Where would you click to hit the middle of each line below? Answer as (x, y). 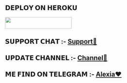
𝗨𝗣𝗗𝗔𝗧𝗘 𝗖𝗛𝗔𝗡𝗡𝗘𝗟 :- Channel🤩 (56, 58)
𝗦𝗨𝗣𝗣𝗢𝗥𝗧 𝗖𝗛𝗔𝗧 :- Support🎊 (51, 41)
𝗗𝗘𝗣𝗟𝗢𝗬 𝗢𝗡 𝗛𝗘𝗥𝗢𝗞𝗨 (41, 8)
